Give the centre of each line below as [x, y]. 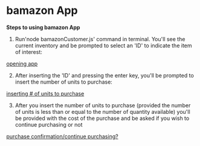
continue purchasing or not [49, 124]
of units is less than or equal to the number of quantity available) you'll [102, 111]
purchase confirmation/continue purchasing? [63, 136]
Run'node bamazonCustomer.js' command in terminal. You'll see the [100, 39]
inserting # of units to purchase [45, 93]
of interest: [28, 51]
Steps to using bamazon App [43, 27]
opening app [22, 64]
